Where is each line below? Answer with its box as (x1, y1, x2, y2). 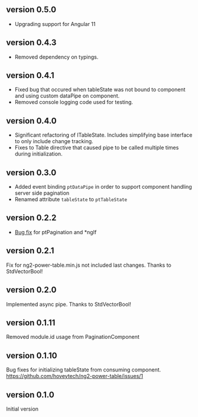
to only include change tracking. (14, 138, 93, 145)
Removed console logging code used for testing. (14, 99, 134, 106)
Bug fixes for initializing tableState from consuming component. (6, 366, 161, 373)
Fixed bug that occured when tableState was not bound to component (14, 86, 186, 93)
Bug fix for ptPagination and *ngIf (14, 228, 97, 235)
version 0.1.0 (6, 390, 54, 400)
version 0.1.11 (6, 318, 56, 328)
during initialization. (14, 150, 63, 157)
